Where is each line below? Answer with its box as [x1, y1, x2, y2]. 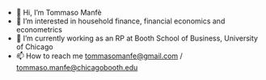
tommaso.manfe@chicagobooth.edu [15, 63, 138, 72]
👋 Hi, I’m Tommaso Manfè [15, 8, 103, 17]
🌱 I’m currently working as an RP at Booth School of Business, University [15, 33, 259, 43]
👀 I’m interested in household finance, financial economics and [15, 16, 226, 26]
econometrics [15, 25, 63, 34]
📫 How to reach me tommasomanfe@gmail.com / [15, 51, 184, 61]
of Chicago [15, 42, 54, 52]
